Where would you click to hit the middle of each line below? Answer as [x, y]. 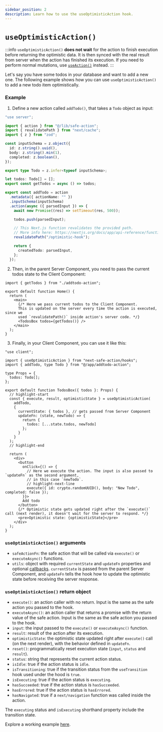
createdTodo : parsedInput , [45, 250]
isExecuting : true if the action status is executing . [62, 680]
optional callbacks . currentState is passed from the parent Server [78, 569]
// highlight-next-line [51, 484]
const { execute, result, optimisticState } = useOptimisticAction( [80, 399]
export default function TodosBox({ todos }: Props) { [62, 390]
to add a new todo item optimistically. [42, 85]
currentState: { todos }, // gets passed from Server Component [84, 411]
